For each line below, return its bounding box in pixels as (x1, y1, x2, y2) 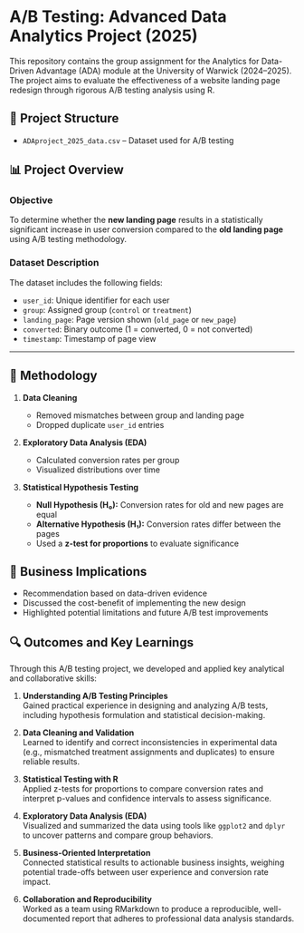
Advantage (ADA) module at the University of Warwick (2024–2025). (35, 65, 292, 76)
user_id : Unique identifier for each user (22, 295, 170, 306)
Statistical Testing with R (22, 773, 119, 785)
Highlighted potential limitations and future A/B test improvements (22, 607, 269, 618)
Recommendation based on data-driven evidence (22, 588, 208, 599)
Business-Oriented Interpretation (22, 848, 151, 859)
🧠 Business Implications (9, 564, 147, 579)
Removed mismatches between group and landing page (35, 410, 244, 421)
